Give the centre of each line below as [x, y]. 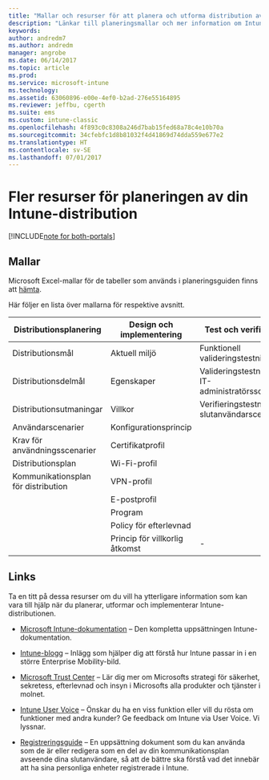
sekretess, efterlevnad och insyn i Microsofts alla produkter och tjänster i [140, 685]
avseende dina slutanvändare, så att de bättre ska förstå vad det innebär [140, 759]
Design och [151, 324]
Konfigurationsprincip [151, 427]
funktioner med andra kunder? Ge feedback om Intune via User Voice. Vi [140, 717]
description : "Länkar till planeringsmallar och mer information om [125, 23]
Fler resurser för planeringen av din [128, 197]
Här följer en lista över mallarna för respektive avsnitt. [97, 305]
